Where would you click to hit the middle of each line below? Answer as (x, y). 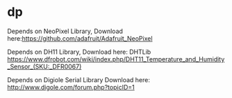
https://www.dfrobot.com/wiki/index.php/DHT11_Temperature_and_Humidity (116, 59)
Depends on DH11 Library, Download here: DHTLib (79, 52)
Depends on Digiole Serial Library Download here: (79, 79)
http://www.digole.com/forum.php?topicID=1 (71, 87)
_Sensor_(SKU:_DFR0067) (44, 66)
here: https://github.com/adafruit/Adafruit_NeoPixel (80, 38)
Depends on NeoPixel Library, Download (65, 31)
